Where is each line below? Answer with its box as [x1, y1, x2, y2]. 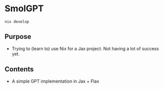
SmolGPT [4, 3, 44, 14]
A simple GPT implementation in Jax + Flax [11, 78, 99, 84]
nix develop [4, 19, 29, 24]
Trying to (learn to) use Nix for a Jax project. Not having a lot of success [11, 45, 159, 52]
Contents [4, 65, 34, 74]
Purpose [4, 32, 32, 41]
